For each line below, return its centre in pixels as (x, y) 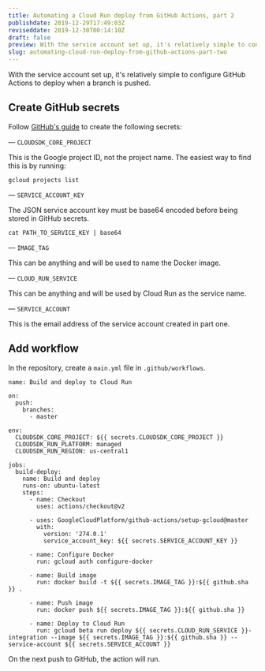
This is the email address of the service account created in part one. (119, 323)
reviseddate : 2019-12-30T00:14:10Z (67, 30)
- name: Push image (61, 603)
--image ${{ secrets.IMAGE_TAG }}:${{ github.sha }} (138, 637)
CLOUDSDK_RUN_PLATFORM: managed (69, 444)
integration (28, 637)
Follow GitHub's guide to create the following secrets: (95, 126)
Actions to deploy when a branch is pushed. (80, 83)
